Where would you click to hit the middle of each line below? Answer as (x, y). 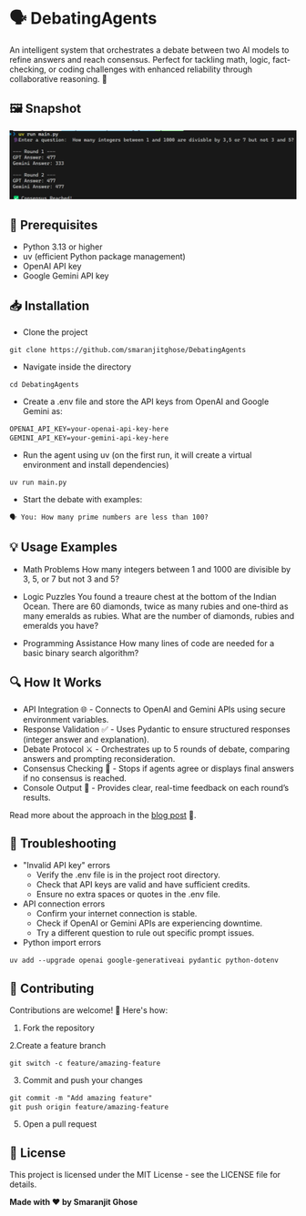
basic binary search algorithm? (81, 653)
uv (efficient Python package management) (104, 257)
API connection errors (64, 904)
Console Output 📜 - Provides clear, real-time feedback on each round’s (156, 787)
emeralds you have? (60, 625)
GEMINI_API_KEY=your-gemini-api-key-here (89, 438)
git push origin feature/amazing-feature (89, 1108)
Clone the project (55, 332)
